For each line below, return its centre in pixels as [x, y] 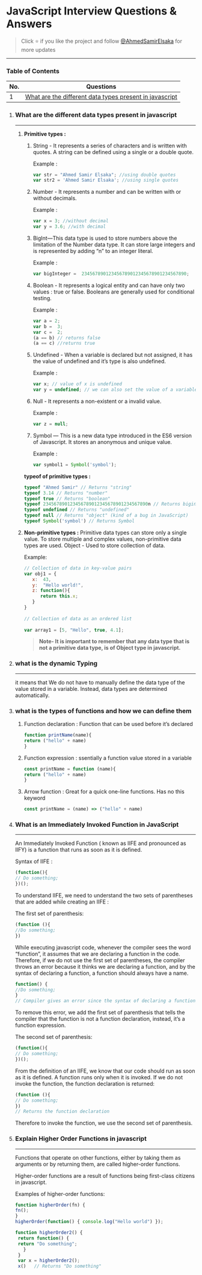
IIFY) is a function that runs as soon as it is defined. [78, 850]
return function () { [44, 1238]
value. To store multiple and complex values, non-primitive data [103, 539]
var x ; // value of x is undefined [77, 384]
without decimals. [55, 198]
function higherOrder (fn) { [50, 1205]
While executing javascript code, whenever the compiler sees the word [103, 947]
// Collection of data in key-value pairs [78, 568]
